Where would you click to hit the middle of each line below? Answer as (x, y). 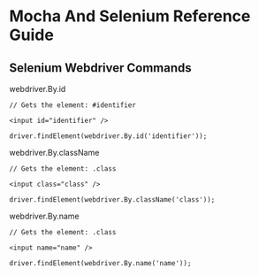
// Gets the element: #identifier (73, 105)
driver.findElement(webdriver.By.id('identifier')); (108, 136)
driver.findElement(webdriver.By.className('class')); (112, 200)
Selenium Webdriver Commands (100, 68)
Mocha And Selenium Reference (130, 16)
